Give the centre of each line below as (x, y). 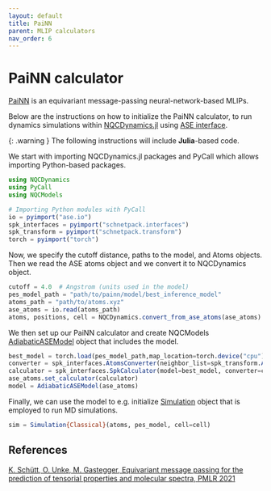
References (38, 450)
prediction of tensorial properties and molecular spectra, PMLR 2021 (122, 478)
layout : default (35, 16)
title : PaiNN (30, 23)
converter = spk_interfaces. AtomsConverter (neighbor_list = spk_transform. (135, 364)
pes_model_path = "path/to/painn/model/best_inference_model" (115, 295)
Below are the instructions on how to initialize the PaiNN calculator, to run (130, 116)
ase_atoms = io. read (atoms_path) (65, 309)
